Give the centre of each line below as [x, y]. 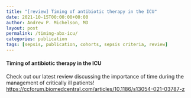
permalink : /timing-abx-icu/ [42, 34]
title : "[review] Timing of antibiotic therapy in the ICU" [82, 12]
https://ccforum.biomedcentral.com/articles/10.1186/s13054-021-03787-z [96, 89]
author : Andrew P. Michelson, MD [47, 22]
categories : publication [37, 39]
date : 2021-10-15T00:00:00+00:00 [47, 17]
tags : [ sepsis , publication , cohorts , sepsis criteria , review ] [87, 45]
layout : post [22, 28]
